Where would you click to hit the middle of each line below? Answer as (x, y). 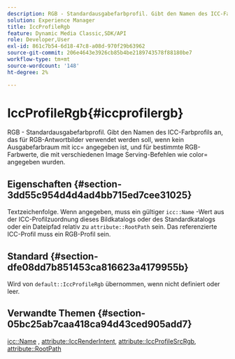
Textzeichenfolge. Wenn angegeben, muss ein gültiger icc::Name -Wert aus (116, 212)
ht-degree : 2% (28, 72)
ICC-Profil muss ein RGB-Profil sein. (59, 234)
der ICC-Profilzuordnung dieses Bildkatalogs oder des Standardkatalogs (111, 219)
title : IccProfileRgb (39, 27)
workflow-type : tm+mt (39, 59)
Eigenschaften (40, 184)
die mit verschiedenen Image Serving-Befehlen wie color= (124, 155)
